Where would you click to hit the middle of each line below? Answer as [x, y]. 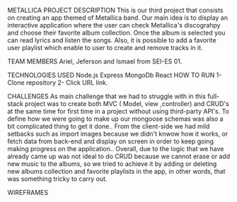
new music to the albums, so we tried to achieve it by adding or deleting [112, 164]
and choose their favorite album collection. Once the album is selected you [116, 32]
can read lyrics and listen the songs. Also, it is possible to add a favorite [112, 40]
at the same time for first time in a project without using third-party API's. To [118, 111]
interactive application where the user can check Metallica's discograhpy [114, 25]
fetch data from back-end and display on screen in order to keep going [111, 141]
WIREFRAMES [28, 192]
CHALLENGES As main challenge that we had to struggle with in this [107, 96]
